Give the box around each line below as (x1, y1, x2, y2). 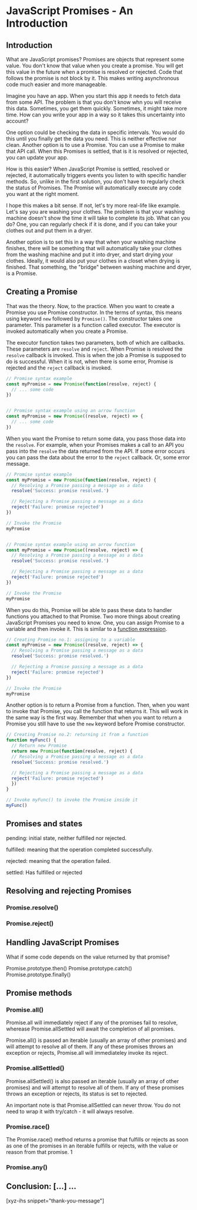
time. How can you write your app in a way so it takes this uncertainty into (6, 111, 185, 118)
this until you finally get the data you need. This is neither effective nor (6, 135, 177, 142)
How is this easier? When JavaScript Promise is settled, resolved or (6, 165, 169, 172)
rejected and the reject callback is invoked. (6, 364, 112, 371)
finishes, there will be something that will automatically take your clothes (6, 245, 182, 251)
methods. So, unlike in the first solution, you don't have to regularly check (6, 178, 185, 185)
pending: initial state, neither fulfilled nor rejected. (6, 834, 127, 842)
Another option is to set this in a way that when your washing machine (6, 238, 176, 246)
